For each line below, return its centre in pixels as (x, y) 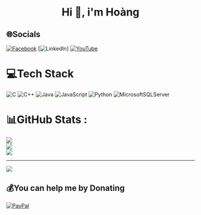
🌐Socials (23, 34)
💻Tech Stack (40, 74)
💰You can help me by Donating (66, 188)
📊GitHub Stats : (47, 120)
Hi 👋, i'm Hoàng (100, 12)
